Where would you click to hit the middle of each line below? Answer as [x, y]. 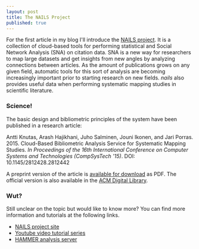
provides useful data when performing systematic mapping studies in [91, 84]
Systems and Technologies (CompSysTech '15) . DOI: [71, 156]
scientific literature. [30, 91]
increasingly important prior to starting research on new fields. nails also [95, 78]
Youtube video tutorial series [50, 233]
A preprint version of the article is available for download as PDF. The [91, 174]
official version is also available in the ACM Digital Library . [77, 180]
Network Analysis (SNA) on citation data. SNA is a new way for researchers [99, 53]
